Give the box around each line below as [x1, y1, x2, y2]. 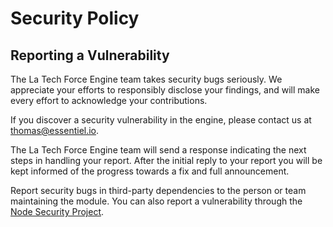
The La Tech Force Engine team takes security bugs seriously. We [10, 73, 283, 85]
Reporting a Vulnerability [10, 47, 170, 64]
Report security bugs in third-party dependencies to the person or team [10, 185, 307, 196]
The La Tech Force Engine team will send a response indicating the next [10, 144, 307, 156]
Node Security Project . [10, 206, 105, 217]
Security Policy [10, 7, 140, 30]
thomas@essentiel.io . [10, 125, 100, 136]
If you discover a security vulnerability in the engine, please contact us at [10, 114, 312, 126]
